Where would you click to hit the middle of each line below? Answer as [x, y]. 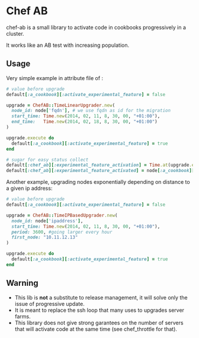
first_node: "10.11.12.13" [45, 237]
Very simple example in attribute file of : [55, 78]
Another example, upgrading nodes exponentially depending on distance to [98, 182]
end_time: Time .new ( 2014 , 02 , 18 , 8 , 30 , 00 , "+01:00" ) [85, 122]
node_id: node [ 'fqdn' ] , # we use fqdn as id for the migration [91, 111]
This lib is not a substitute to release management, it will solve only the [101, 297]
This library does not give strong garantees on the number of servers [99, 323]
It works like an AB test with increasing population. [68, 45]
